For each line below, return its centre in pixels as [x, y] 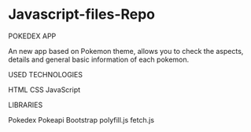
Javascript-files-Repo [82, 14]
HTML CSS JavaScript [44, 89]
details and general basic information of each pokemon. [99, 59]
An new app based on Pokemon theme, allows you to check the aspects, [126, 51]
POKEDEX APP [32, 36]
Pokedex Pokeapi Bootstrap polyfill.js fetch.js [81, 120]
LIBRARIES [26, 105]
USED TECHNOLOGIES [46, 74]
